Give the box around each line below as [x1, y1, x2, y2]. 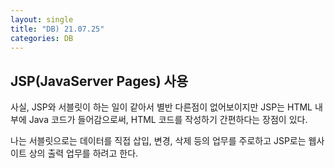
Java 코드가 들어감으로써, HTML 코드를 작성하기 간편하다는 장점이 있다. [28, 114, 308, 126]
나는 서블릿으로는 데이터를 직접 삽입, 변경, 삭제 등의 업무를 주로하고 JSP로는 [10, 135, 307, 147]
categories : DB [10, 33, 74, 43]
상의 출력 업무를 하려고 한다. [28, 147, 139, 160]
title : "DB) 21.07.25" [10, 24, 105, 34]
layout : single [10, 14, 74, 25]
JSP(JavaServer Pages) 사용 [10, 72, 189, 90]
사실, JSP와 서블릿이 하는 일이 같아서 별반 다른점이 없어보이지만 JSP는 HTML [10, 101, 313, 113]
